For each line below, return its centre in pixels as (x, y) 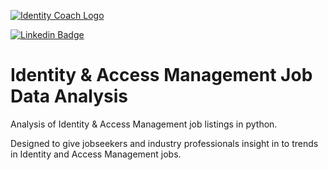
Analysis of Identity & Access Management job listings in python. (144, 124)
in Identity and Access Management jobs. (96, 154)
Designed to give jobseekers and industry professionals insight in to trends (164, 143)
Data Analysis (69, 96)
